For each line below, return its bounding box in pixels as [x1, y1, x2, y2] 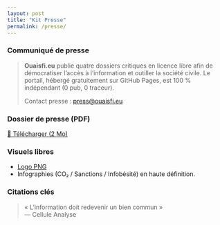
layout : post [7, 10, 45, 17]
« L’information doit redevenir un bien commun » [24, 203, 163, 211]
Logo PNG [17, 163, 47, 171]
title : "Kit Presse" [7, 17, 67, 23]
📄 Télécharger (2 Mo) [7, 129, 68, 138]
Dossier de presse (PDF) [7, 114, 91, 124]
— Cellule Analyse [24, 210, 77, 218]
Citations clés [7, 187, 55, 197]
